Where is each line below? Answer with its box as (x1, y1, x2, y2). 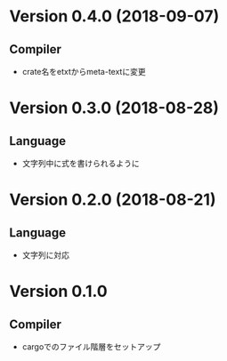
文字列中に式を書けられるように (21, 158, 140, 168)
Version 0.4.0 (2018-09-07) (9, 6, 220, 27)
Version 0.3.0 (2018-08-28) (9, 98, 220, 118)
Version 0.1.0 (9, 282, 109, 301)
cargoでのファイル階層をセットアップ (21, 341, 161, 352)
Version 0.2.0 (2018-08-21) (9, 189, 216, 210)
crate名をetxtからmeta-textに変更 (21, 67, 146, 76)
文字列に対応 (21, 250, 69, 260)
